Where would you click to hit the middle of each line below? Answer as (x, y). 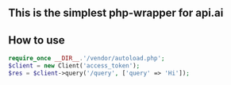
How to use (37, 40)
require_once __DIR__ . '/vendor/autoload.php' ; (87, 59)
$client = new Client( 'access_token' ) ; (74, 66)
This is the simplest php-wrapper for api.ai (116, 13)
